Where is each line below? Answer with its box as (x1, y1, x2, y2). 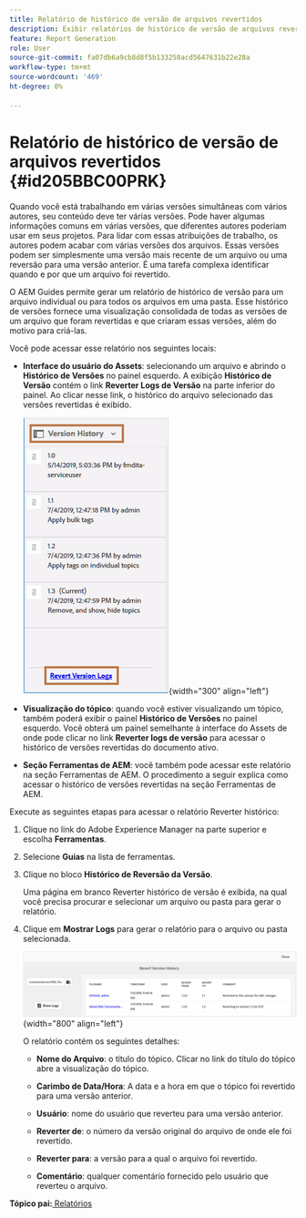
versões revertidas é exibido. (22, 399, 132, 410)
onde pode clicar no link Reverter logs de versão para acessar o (22, 732, 266, 742)
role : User (9, 44, 51, 53)
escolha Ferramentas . (22, 834, 107, 844)
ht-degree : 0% (9, 82, 64, 91)
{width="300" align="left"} (168, 685, 270, 696)
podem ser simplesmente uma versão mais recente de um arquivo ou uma (9, 249, 288, 260)
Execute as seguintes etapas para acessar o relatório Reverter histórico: (9, 806, 280, 817)
